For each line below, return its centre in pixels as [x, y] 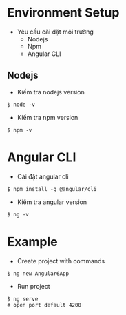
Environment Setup [63, 13]
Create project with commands [61, 261]
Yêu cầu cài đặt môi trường [55, 32]
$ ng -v [18, 214]
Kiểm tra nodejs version [51, 92]
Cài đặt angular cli [43, 176]
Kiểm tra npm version [48, 117]
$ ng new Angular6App [38, 274]
